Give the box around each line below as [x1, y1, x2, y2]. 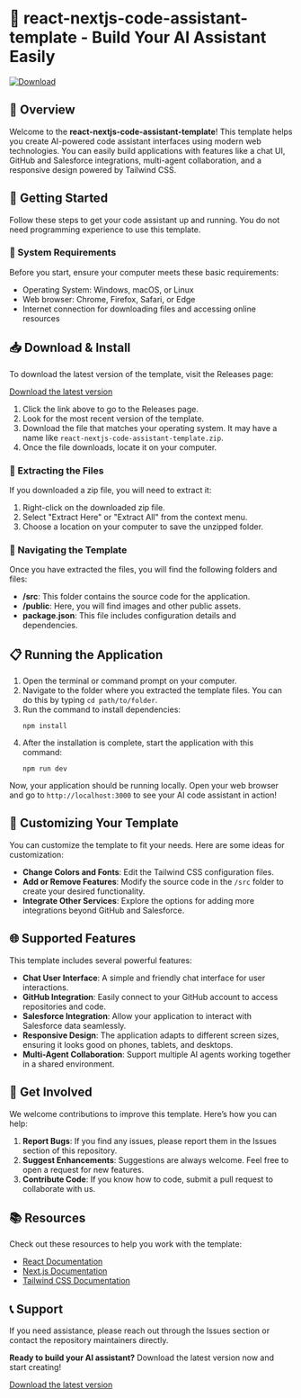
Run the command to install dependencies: [22, 704, 181, 715]
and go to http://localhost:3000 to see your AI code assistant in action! [9, 789, 277, 800]
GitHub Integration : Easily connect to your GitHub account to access [22, 991, 279, 1002]
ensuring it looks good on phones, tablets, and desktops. [22, 1039, 234, 1050]
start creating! [9, 1362, 61, 1373]
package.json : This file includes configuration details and [22, 610, 236, 621]
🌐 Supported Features [9, 931, 137, 946]
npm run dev [22, 764, 67, 773]
